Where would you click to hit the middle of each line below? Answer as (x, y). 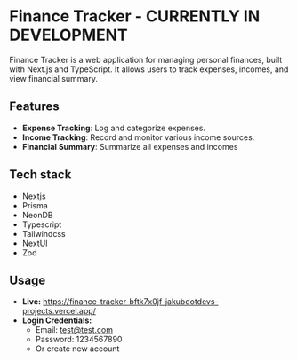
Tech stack (40, 175)
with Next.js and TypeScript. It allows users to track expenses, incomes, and (149, 69)
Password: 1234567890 (79, 340)
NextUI (35, 243)
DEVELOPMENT (69, 35)
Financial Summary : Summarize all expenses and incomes (130, 146)
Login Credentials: (57, 320)
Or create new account (77, 349)
